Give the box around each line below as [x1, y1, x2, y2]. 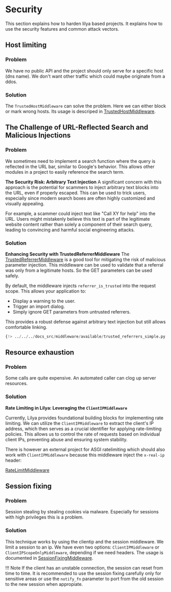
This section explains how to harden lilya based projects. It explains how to [5, 20, 163, 27]
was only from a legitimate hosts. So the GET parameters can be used [5, 267, 152, 273]
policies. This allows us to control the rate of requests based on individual [5, 431, 160, 437]
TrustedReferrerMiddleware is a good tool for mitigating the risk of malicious [5, 256, 166, 263]
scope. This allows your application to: [5, 288, 86, 294]
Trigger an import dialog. [12, 303, 65, 310]
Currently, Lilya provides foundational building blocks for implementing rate [5, 415, 164, 421]
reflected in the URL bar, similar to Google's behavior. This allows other [5, 163, 155, 170]
